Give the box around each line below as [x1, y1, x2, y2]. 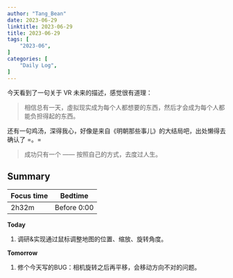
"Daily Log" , [19, 62, 58, 69]
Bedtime [60, 191, 89, 201]
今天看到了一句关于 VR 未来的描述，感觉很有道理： [7, 88, 153, 97]
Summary [7, 170, 51, 182]
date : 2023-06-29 [7, 17, 58, 24]
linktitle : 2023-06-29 [7, 23, 73, 30]
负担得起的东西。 [30, 112, 80, 120]
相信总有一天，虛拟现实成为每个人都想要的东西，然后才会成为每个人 [24, 103, 219, 111]
